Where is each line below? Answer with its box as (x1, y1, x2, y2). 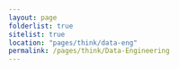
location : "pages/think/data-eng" (8, 38, 139, 47)
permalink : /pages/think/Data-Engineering (8, 47, 170, 56)
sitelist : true (8, 30, 66, 39)
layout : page (8, 13, 58, 22)
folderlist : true (8, 22, 74, 30)
